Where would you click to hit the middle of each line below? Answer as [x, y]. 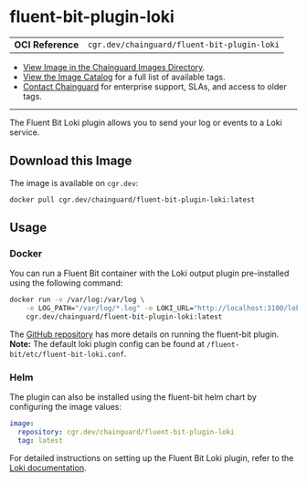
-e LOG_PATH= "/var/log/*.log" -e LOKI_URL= [110, 309]
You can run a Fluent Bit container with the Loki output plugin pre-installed [149, 273]
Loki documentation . [48, 467]
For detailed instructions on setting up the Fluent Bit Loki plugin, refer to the [152, 457]
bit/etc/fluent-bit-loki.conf [67, 355]
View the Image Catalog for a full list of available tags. [124, 77]
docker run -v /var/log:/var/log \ [77, 300]
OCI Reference [47, 45]
